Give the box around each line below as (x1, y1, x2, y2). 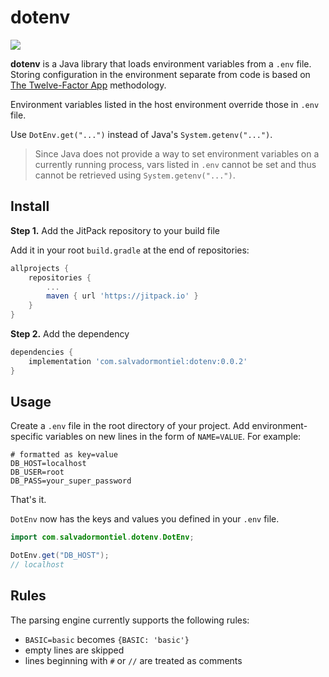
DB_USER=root (10, 467, 65, 478)
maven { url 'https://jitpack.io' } (46, 291, 199, 301)
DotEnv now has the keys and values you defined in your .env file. (10, 513, 280, 525)
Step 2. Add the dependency (10, 328, 130, 340)
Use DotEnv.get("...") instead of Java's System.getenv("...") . (10, 128, 273, 140)
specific (10, 431, 44, 443)
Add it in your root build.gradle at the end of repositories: (10, 244, 250, 256)
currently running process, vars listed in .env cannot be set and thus (34, 158, 317, 170)
